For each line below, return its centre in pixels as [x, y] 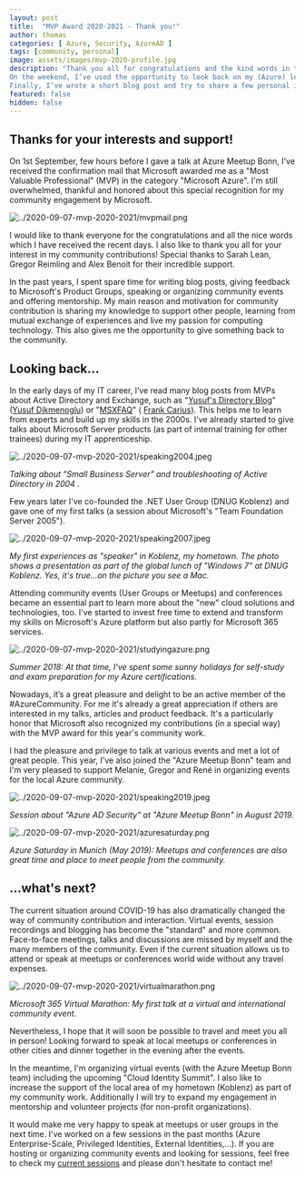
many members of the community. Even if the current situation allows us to [150, 949]
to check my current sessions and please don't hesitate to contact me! [141, 1162]
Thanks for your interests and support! [122, 139]
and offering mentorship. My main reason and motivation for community [144, 301]
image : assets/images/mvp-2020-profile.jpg [93, 60]
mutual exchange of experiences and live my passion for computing [136, 320]
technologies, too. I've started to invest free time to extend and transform [146, 612]
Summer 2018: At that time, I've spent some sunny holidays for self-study [147, 667]
